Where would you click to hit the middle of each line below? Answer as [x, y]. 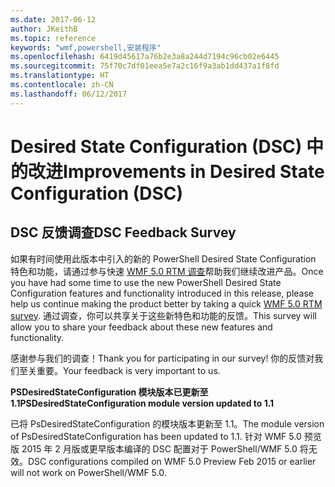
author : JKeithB [44, 29]
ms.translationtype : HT [60, 76]
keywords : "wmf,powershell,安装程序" [86, 47]
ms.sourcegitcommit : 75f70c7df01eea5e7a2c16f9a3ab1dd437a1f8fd [145, 66]
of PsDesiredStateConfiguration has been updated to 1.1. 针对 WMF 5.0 [156, 436]
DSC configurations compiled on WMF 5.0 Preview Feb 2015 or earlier [172, 461]
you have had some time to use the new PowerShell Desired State [146, 282]
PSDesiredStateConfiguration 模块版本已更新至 [109, 392]
